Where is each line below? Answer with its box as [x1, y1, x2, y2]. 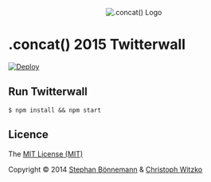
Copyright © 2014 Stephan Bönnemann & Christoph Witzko [8, 164, 203, 174]
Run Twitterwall [8, 85, 88, 99]
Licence [8, 128, 49, 141]
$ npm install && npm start [8, 106, 102, 114]
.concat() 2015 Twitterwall [8, 36, 186, 53]
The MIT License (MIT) [8, 148, 84, 159]
